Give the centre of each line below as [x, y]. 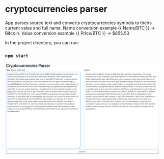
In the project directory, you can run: [42, 42]
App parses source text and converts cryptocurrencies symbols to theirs [79, 23]
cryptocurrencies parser [56, 9]
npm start [17, 56]
